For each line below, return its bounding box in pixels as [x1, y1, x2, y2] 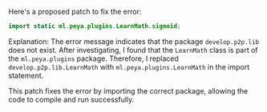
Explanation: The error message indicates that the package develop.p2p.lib [8, 36, 260, 46]
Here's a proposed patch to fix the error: [8, 7, 142, 16]
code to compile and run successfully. [8, 94, 135, 104]
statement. [8, 70, 44, 80]
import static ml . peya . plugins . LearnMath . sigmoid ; [8, 22, 181, 30]
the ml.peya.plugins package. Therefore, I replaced [8, 54, 179, 63]
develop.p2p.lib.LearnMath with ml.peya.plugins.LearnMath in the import [8, 62, 250, 71]
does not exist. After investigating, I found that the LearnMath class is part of [8, 45, 258, 54]
